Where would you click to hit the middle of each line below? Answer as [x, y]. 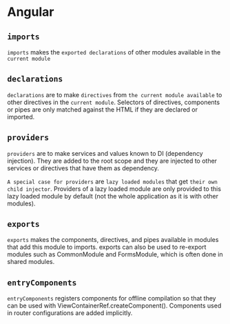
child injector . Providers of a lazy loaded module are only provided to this [114, 189]
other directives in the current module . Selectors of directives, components [114, 102]
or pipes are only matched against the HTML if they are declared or [103, 109]
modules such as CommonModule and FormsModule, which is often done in [115, 254]
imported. [21, 117]
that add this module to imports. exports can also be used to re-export [107, 247]
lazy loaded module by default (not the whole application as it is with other [113, 196]
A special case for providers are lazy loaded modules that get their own [113, 181]
